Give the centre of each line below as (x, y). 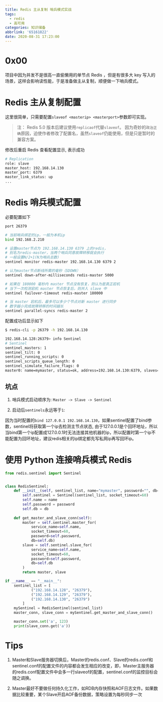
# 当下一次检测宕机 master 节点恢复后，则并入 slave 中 (56, 288)
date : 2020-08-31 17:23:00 (32, 37)
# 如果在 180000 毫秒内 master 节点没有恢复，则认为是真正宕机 (63, 284)
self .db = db (36, 509)
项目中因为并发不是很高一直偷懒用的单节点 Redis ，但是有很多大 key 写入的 (80, 75)
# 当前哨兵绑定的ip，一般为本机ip (35, 235)
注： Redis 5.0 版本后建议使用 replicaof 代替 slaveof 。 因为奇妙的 (81, 127)
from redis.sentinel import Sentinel (43, 473)
